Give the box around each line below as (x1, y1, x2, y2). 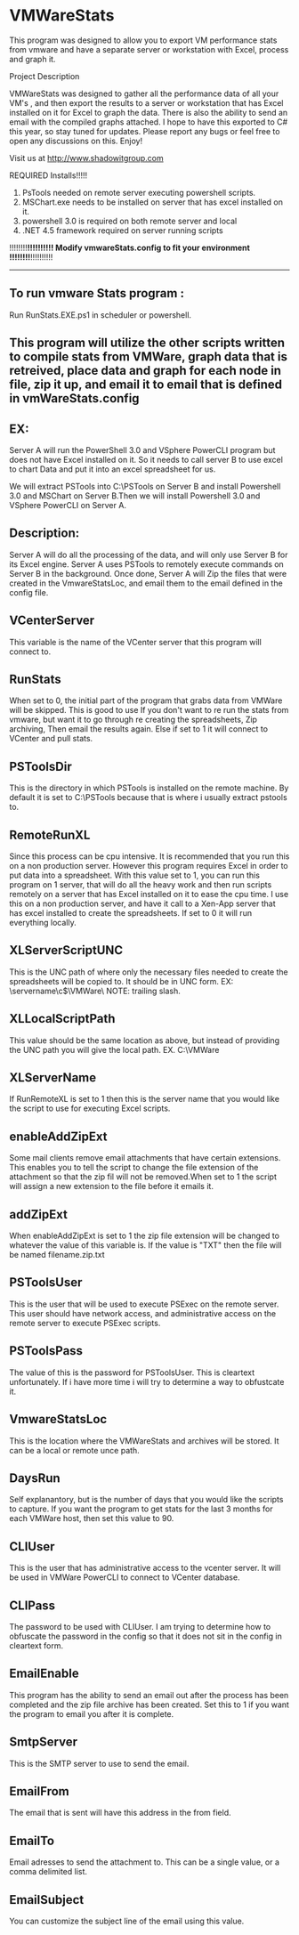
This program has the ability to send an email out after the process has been (9, 1689, 289, 1700)
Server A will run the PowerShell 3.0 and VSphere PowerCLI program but (9, 444, 276, 455)
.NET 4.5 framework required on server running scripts (21, 224, 224, 236)
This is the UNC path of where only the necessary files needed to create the (9, 967, 288, 977)
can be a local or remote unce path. (9, 1445, 140, 1455)
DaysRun (9, 1470, 61, 1486)
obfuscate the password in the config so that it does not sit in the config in (9, 1631, 282, 1641)
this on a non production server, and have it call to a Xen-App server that (9, 898, 276, 909)
